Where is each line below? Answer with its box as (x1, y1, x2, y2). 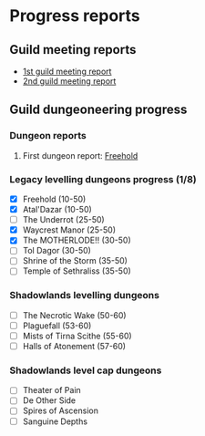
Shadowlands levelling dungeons (9, 289, 159, 302)
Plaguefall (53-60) (22, 320, 92, 331)
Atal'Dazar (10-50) (22, 204, 93, 215)
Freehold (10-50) (22, 193, 87, 204)
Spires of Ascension (22, 405, 98, 416)
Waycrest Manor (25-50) (22, 224, 117, 235)
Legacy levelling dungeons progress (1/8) (9, 172, 198, 185)
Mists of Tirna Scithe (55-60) (22, 330, 132, 341)
